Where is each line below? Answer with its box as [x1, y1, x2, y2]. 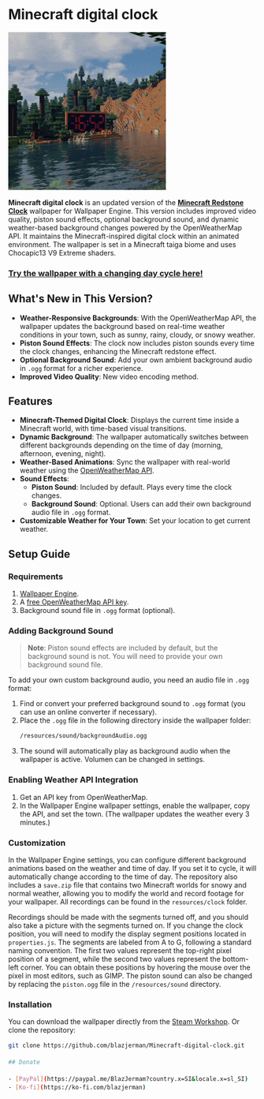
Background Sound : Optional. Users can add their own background [31, 499, 251, 509]
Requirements [8, 570, 64, 581]
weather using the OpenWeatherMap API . [19, 465, 155, 475]
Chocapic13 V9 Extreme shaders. [8, 248, 117, 257]
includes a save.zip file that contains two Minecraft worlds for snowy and [8, 880, 247, 889]
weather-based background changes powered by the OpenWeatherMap [8, 222, 243, 232]
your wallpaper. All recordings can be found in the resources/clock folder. [8, 897, 248, 906]
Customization [8, 837, 66, 848]
